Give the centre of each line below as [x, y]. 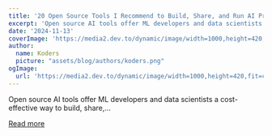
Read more [27, 123]
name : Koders [38, 53]
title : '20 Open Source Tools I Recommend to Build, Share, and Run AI [132, 16]
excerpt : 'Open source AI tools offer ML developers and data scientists [136, 23]
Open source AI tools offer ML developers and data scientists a [113, 99]
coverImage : [28, 38]
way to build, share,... [75, 108]
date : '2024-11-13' [41, 31]
